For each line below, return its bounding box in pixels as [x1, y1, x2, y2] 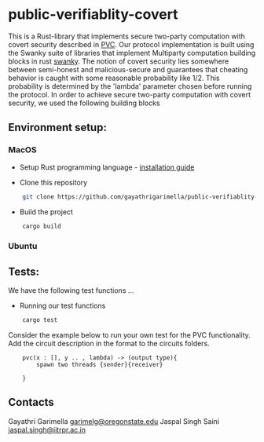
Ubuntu [8, 241, 38, 252]
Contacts [8, 396, 55, 409]
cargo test [22, 316, 58, 324]
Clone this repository [19, 177, 88, 187]
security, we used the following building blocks [8, 98, 160, 108]
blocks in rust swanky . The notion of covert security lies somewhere [8, 57, 229, 66]
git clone [22, 192, 55, 201]
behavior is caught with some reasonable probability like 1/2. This [8, 73, 220, 82]
